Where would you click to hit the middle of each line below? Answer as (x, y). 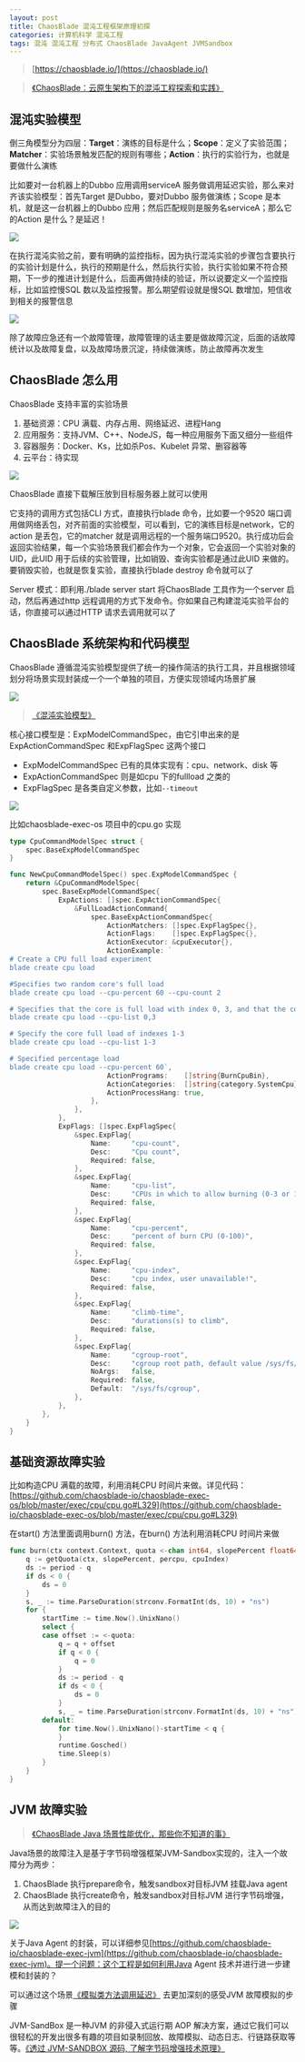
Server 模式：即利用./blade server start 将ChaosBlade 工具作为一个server (147, 589)
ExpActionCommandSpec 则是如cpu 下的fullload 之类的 (127, 776)
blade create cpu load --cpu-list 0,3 (83, 1017)
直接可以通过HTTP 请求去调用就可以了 (105, 612)
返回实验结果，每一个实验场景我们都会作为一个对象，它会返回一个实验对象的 (152, 547)
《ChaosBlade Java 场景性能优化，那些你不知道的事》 (131, 1834)
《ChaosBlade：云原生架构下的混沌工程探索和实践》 (128, 88)
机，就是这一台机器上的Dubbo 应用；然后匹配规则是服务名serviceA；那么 (147, 208)
